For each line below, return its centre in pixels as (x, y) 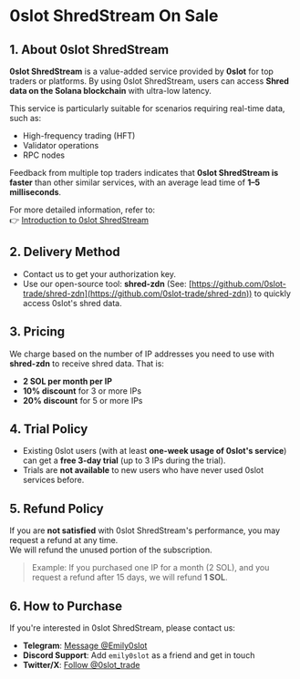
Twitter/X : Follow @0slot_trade (81, 665)
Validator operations (61, 145)
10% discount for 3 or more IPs (82, 391)
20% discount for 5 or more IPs (83, 400)
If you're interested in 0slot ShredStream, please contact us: (122, 628)
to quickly (273, 293)
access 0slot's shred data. (72, 303)
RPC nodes (44, 155)
